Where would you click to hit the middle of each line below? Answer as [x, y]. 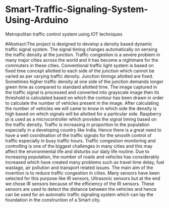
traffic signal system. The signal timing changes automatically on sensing [81, 49]
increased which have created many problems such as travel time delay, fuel [85, 162]
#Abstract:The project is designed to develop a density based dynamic [79, 44]
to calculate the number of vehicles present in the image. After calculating [82, 103]
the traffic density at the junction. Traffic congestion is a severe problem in [83, 55]
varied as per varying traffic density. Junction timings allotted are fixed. [79, 76]
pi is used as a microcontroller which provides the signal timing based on [81, 119]
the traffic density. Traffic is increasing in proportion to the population [77, 124]
